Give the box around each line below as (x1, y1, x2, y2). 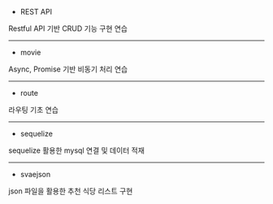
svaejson (19, 170, 51, 179)
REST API (19, 7, 53, 16)
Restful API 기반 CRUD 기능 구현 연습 (8, 24, 128, 33)
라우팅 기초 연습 (8, 105, 59, 115)
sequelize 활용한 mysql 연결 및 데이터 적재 (8, 145, 145, 155)
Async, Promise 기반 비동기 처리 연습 (8, 64, 128, 74)
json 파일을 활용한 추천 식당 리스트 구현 (8, 186, 133, 196)
